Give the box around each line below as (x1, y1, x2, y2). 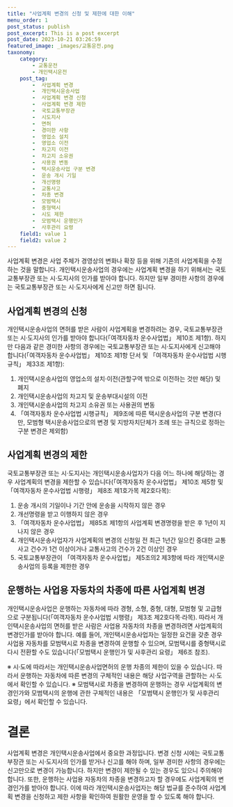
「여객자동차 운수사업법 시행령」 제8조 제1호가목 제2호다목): (7, 486, 171, 494)
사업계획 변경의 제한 (7, 449, 88, 461)
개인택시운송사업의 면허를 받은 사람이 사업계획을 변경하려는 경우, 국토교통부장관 (7, 325, 223, 334)
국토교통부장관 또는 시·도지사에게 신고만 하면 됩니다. (14, 283, 156, 291)
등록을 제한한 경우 (41, 562, 90, 570)
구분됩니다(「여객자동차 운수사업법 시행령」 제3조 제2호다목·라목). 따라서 (19, 613, 216, 621)
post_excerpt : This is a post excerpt (7, 29, 120, 37)
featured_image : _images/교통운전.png (7, 42, 114, 49)
